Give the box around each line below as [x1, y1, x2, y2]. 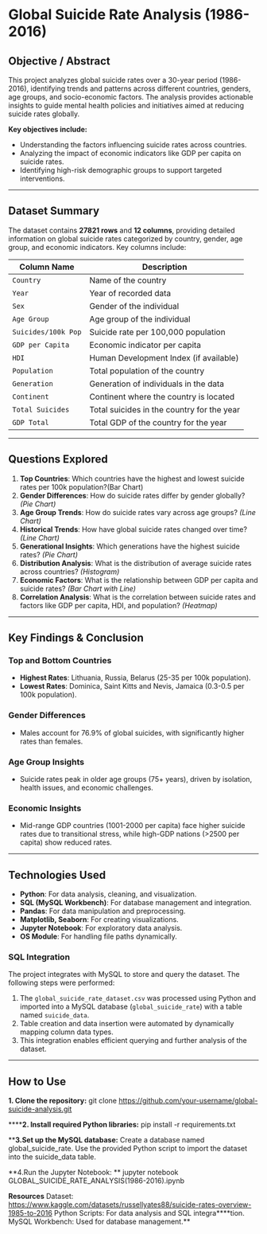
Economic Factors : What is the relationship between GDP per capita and [19, 575, 258, 584]
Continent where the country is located [89, 391, 235, 402]
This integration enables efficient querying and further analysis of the [19, 1036, 248, 1045]
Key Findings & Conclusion [8, 631, 145, 645]
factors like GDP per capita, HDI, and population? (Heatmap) [19, 600, 218, 610]
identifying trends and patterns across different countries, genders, [30, 84, 251, 93]
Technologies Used [8, 868, 106, 881]
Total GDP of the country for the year [89, 416, 227, 428]
